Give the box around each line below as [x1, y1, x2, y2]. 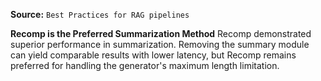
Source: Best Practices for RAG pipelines [10, 9, 190, 20]
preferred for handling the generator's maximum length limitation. [10, 60, 280, 71]
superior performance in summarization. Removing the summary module [10, 39, 310, 50]
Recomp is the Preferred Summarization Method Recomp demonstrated [10, 28, 312, 39]
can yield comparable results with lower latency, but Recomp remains [10, 49, 297, 61]
